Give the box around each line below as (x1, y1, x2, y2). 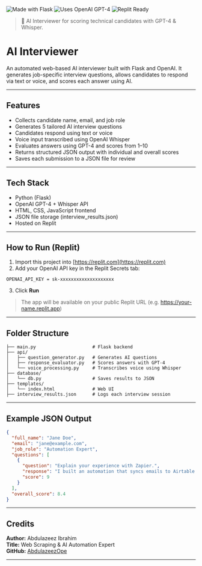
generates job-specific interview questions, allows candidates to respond (6, 71, 188, 78)
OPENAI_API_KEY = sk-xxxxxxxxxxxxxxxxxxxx (6, 277, 114, 283)
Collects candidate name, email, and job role (14, 116, 125, 123)
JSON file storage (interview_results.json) (14, 213, 118, 220)
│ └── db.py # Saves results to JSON (6, 376, 155, 382)
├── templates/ (6, 381, 44, 387)
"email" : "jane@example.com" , (11, 440, 87, 446)
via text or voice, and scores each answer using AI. (6, 77, 133, 84)
